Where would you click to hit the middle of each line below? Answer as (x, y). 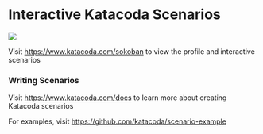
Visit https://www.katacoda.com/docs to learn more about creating (118, 98)
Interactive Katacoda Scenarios (114, 15)
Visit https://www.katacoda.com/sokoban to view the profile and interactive (132, 51)
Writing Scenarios (44, 80)
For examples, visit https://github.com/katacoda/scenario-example (117, 121)
